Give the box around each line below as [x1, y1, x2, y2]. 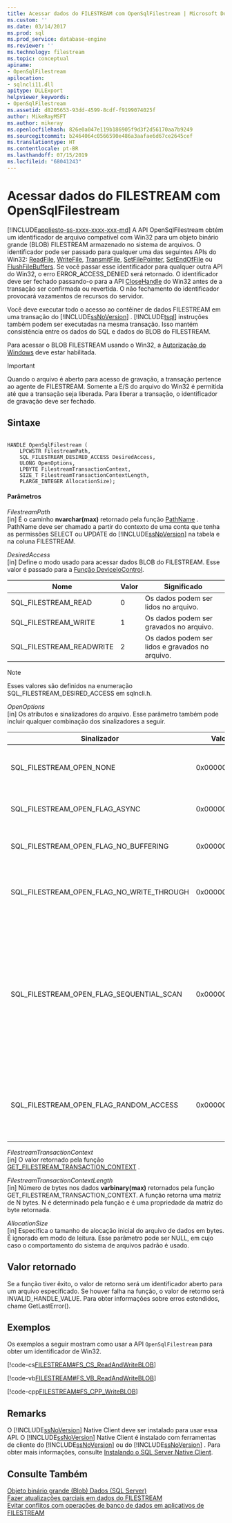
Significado [164, 582, 203, 591]
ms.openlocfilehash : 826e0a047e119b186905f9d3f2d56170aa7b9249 [7, 126, 193, 133]
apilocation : [7, 74, 45, 82]
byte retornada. [7, 1205, 52, 1214]
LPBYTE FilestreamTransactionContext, [19, 465, 131, 473]
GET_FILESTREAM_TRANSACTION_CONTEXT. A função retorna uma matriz [7, 1191, 222, 1199]
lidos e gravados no [144, 642, 209, 651]
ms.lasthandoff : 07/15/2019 [7, 152, 88, 159]
